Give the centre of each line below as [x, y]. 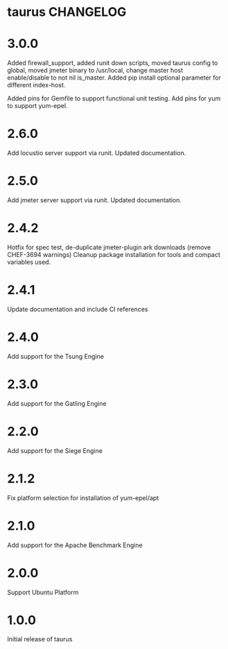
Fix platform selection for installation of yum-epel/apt [83, 498]
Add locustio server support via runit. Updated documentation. [97, 153]
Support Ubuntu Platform [43, 592]
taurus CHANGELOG [67, 12]
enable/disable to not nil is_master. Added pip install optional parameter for [114, 78]
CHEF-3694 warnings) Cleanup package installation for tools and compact [114, 254]
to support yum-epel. [37, 106]
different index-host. [36, 85]
